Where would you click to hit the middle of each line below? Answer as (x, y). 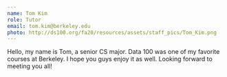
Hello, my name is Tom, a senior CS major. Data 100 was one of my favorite (113, 52)
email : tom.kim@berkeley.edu (49, 26)
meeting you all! (30, 66)
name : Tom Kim (28, 13)
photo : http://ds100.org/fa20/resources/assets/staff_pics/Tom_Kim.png (112, 32)
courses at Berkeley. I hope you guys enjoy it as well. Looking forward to (110, 59)
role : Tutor (24, 20)
